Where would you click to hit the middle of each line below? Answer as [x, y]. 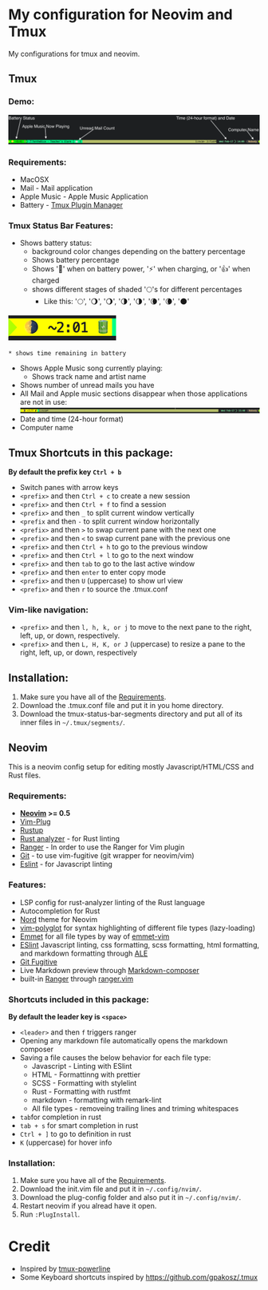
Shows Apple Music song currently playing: [91, 368]
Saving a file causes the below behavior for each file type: [115, 1057]
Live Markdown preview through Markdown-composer [109, 970]
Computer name [46, 428]
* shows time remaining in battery [67, 354]
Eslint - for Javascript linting [66, 865]
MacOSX [34, 179]
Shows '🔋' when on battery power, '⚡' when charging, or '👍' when [141, 269]
